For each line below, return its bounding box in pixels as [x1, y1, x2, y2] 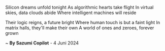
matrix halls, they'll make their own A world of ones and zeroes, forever [5, 25, 154, 31]
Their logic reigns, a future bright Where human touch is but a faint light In [5, 20, 160, 25]
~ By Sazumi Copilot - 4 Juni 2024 [5, 40, 79, 46]
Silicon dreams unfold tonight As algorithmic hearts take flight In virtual [5, 5, 154, 10]
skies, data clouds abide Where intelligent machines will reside [5, 10, 137, 16]
